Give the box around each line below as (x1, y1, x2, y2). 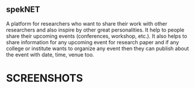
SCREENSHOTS (6, 72, 83, 85)
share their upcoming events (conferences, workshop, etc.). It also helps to (6, 32, 187, 40)
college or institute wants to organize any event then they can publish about (6, 45, 189, 52)
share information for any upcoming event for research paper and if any (6, 38, 179, 45)
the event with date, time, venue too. (6, 51, 95, 58)
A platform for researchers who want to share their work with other (6, 20, 167, 27)
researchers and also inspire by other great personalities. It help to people (6, 26, 184, 33)
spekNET (6, 5, 40, 15)
